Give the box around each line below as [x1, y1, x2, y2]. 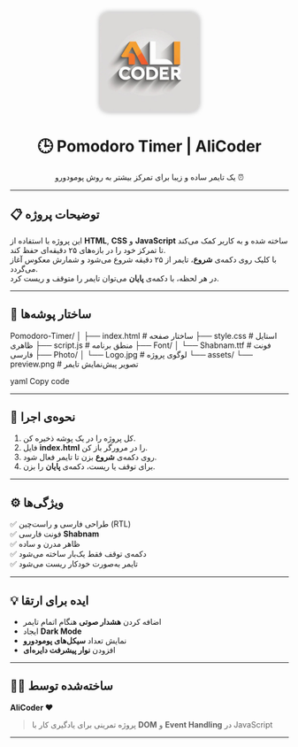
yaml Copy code [10, 375, 70, 386]
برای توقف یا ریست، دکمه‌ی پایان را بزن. [22, 461, 156, 472]
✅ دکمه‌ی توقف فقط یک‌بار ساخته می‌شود [10, 549, 147, 559]
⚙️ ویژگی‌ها [10, 495, 65, 510]
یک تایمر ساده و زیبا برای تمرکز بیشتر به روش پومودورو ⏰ [55, 172, 244, 182]
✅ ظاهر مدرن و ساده [10, 539, 80, 550]
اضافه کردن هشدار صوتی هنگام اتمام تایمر [22, 617, 162, 627]
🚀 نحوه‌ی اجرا [10, 409, 76, 424]
